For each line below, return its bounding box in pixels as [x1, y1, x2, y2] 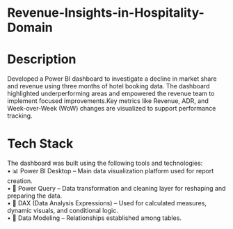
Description [7, 52, 77, 68]
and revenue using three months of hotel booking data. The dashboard [7, 82, 210, 90]
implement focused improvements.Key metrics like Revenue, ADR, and [7, 97, 209, 105]
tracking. [7, 111, 33, 120]
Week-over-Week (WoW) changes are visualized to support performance [7, 104, 216, 113]
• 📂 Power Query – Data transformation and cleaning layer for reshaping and [7, 184, 226, 193]
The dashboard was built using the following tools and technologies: [7, 159, 203, 168]
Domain [7, 19, 54, 35]
